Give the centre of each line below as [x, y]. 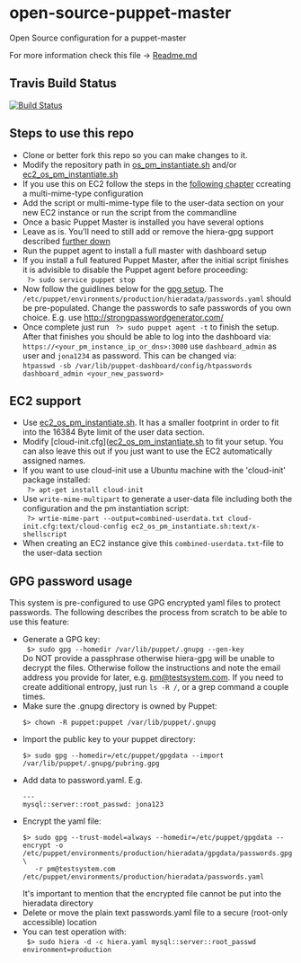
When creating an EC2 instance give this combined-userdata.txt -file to [153, 543]
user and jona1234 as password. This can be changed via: [129, 355]
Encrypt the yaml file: [62, 821]
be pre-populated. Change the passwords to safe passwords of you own [157, 307]
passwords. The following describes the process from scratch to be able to [148, 613]
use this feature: [40, 622]
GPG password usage [71, 581]
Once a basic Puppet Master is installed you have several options [143, 222]
